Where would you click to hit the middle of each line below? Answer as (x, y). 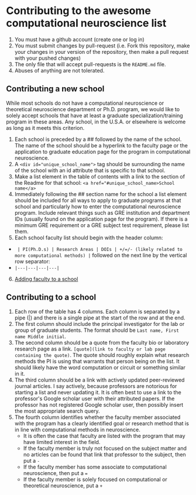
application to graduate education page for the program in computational (102, 152)
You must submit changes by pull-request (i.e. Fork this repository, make (102, 46)
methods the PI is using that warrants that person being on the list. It (97, 361)
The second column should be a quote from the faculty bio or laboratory (102, 342)
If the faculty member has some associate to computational (95, 467)
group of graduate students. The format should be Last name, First (97, 330)
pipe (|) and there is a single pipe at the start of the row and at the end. (100, 318)
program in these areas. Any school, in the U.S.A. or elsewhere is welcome (96, 122)
